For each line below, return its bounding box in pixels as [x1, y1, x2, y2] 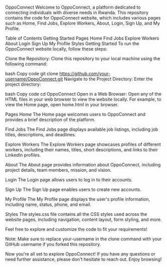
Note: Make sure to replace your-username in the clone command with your [5, 236, 162, 242]
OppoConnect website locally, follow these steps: [5, 46, 108, 52]
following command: [5, 61, 48, 67]
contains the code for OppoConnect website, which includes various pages [5, 15, 161, 21]
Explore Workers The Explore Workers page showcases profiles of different [5, 141, 161, 147]
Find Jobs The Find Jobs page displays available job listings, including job [5, 126, 158, 132]
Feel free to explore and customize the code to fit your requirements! [5, 226, 147, 232]
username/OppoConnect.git [5, 76, 63, 82]
